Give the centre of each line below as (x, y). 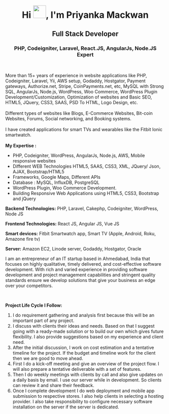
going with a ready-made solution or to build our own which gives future (88, 331)
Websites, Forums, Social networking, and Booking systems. (69, 118)
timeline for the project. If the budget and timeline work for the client (84, 353)
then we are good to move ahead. (48, 358)
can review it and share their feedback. (54, 385)
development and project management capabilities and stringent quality (80, 275)
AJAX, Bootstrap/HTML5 (38, 171)
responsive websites (34, 161)
